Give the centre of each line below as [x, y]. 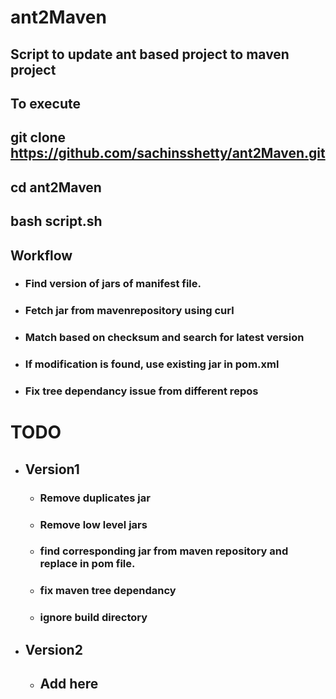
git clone [38, 137]
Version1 [52, 469]
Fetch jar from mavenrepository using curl [129, 311]
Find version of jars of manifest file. [113, 284]
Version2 [53, 649]
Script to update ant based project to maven [150, 54]
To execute [46, 103]
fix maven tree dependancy [108, 591]
